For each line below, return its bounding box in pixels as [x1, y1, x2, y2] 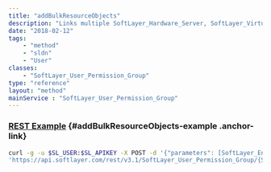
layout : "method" [8, 86, 67, 95]
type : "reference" [8, 79, 70, 87]
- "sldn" [23, 49, 52, 57]
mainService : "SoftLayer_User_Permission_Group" [8, 94, 179, 102]
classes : [8, 64, 38, 72]
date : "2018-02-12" [8, 27, 74, 35]
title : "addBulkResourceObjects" [8, 11, 121, 20]
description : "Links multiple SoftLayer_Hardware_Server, [8, 19, 207, 27]
